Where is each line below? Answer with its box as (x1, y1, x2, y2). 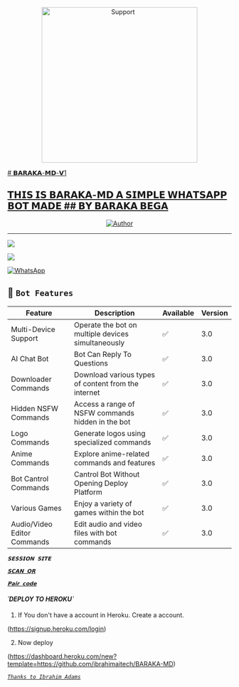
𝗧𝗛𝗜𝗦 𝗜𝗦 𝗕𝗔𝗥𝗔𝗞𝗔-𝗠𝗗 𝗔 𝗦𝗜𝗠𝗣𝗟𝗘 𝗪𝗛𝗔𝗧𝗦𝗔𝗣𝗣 (7, 189, 228, 201)
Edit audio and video (73, 519, 142, 529)
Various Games (11, 503, 62, 513)
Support (11, 333, 38, 343)
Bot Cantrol (11, 474, 49, 484)
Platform (73, 487, 103, 497)
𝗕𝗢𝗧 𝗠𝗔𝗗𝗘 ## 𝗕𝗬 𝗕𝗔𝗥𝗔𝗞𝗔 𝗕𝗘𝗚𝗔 (7, 200, 169, 213)
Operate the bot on (73, 320, 137, 330)
